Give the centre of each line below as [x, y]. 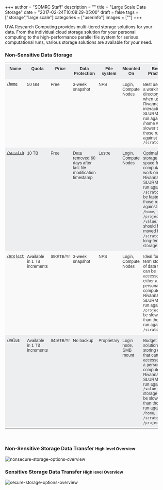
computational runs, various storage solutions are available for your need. [79, 42]
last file [79, 168]
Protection [84, 73]
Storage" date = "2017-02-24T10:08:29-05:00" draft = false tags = [72, 12]
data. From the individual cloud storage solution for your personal [70, 32]
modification [84, 173]
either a [150, 281]
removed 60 [84, 158]
